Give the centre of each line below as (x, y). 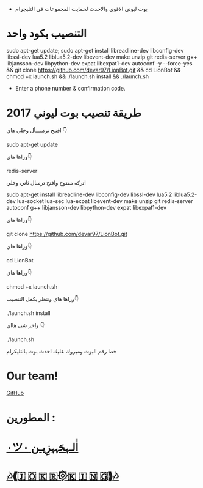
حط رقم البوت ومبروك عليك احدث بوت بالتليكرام (62, 351)
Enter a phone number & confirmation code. (70, 88)
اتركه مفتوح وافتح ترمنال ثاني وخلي (46, 182)
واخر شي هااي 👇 (25, 325)
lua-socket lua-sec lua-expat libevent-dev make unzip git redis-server (105, 201)
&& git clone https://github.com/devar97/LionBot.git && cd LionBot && (94, 70)
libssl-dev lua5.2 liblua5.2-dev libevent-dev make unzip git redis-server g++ (102, 57)
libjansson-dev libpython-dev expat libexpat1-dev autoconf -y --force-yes (99, 63)
